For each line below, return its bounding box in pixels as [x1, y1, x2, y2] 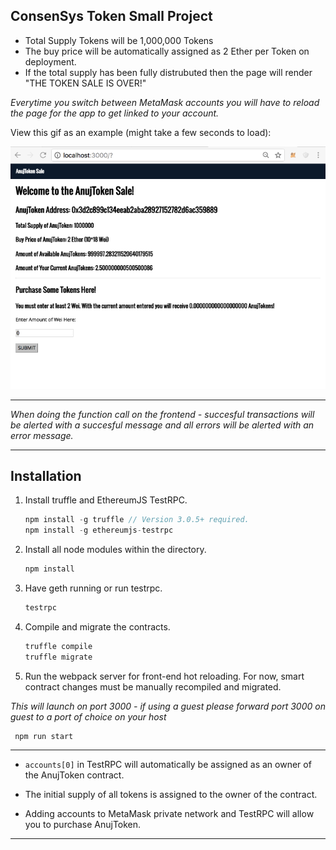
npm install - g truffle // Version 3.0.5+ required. [24, 515, 250, 525]
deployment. [24, 55, 77, 68]
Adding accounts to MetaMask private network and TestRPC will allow [24, 808, 315, 820]
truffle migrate [24, 652, 93, 662]
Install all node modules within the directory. [24, 544, 207, 556]
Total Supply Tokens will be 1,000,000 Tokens [24, 34, 214, 46]
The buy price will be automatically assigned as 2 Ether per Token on [24, 45, 310, 57]
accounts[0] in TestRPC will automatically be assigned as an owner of [24, 759, 312, 771]
